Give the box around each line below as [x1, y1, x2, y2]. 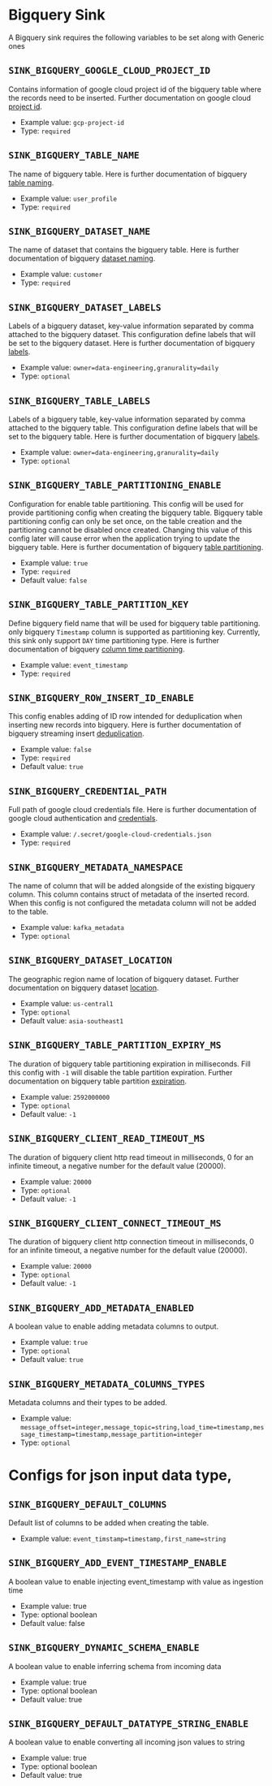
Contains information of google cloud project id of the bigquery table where [8, 84, 261, 94]
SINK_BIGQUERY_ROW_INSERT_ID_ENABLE [8, 692, 195, 704]
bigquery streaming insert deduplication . [8, 729, 145, 738]
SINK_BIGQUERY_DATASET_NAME [8, 225, 151, 237]
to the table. [8, 907, 49, 917]
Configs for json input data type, [8, 1466, 233, 1485]
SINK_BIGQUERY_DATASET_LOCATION [8, 954, 173, 967]
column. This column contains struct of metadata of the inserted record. [8, 889, 250, 899]
